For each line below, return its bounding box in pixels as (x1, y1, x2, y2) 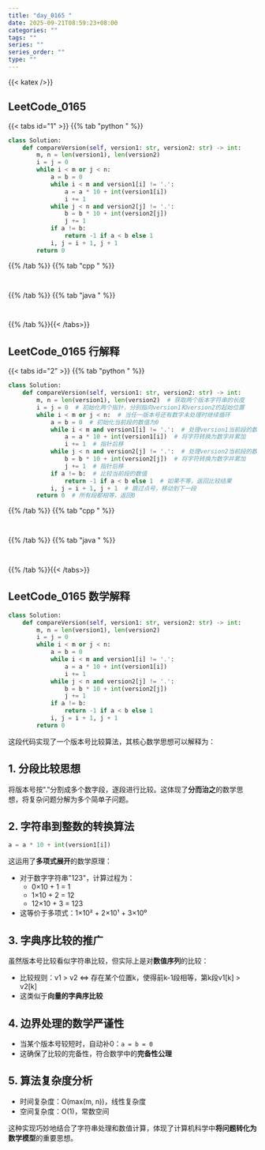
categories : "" (8, 26, 58, 34)
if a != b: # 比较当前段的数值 (50, 469, 147, 478)
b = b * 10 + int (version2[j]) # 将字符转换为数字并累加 (64, 455, 246, 463)
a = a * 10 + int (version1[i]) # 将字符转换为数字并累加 (64, 433, 246, 441)
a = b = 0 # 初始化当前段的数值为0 (50, 418, 159, 427)
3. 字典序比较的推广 (8, 934, 104, 947)
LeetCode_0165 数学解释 (8, 590, 130, 603)
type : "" (8, 56, 37, 64)
